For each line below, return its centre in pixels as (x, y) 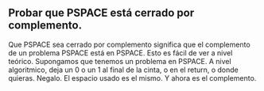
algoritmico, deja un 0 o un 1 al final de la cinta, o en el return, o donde (123, 70)
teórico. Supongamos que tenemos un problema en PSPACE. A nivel (120, 61)
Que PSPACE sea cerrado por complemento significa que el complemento (129, 44)
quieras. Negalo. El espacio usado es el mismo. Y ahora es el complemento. (132, 78)
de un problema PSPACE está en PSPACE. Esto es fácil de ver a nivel (120, 53)
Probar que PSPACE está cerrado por (101, 13)
